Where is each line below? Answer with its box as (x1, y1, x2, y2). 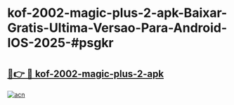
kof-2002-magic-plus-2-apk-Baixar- (7, 5, 228, 21)
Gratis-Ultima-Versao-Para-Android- (7, 20, 228, 36)
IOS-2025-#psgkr (7, 35, 114, 51)
